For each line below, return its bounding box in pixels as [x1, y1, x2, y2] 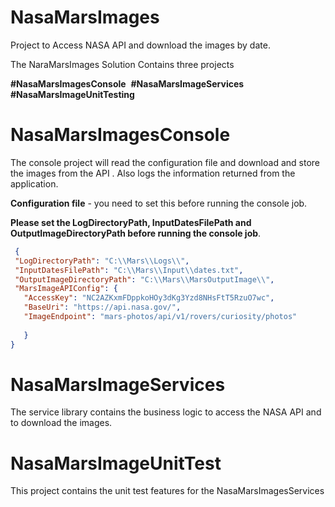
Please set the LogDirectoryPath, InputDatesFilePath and [10, 216, 252, 228]
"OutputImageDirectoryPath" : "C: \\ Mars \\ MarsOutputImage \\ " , [14, 274, 275, 285]
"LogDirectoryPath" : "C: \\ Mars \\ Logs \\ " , [14, 256, 190, 266]
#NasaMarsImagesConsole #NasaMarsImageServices [10, 77, 245, 90]
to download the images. [10, 417, 113, 429]
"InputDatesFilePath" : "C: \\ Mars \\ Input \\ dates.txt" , [14, 265, 244, 275]
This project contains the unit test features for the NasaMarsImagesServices [10, 485, 325, 497]
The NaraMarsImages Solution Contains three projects [10, 58, 235, 70]
